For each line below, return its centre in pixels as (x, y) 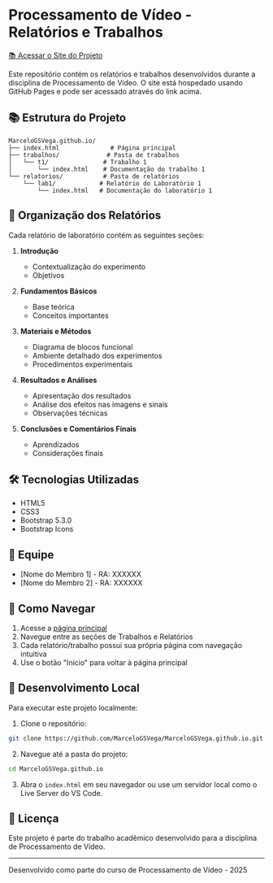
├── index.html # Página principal (92, 148)
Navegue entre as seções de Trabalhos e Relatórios (106, 637)
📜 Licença (34, 818)
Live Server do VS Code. (61, 793)
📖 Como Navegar (52, 609)
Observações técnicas (70, 413)
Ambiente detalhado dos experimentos (97, 355)
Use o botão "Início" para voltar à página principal (104, 663)
